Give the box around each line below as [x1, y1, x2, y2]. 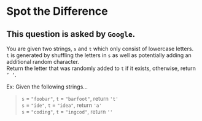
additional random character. [6, 58, 80, 65]
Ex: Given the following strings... [6, 83, 88, 90]
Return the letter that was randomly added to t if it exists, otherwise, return [6, 64, 196, 72]
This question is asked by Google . [6, 29, 136, 39]
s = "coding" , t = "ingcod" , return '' [21, 108, 114, 115]
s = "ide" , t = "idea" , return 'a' [21, 101, 103, 109]
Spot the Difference [6, 4, 109, 18]
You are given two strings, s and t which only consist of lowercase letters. [6, 45, 194, 52]
